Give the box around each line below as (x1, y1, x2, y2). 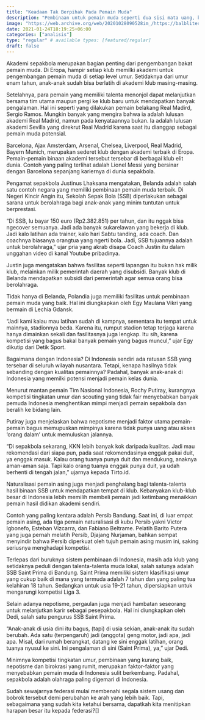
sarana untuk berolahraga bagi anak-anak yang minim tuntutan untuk (6, 199, 180, 206)
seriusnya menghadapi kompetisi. (6, 544, 91, 551)
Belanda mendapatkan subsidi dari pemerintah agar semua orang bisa (6, 274, 183, 281)
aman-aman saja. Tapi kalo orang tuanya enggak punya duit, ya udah (6, 462, 180, 469)
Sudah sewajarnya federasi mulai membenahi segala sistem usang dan (6, 687, 184, 694)
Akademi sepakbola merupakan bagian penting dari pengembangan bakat (6, 59, 193, 67)
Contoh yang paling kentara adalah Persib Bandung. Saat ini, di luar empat (6, 511, 193, 519)
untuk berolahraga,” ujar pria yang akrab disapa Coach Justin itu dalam (6, 243, 185, 250)
